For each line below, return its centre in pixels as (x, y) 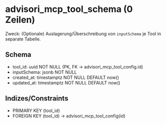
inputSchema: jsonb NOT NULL (44, 72)
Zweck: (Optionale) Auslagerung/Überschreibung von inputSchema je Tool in (83, 33)
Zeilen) (20, 20)
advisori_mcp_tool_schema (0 (69, 9)
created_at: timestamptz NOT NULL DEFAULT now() (65, 77)
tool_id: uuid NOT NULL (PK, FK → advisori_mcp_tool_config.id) (78, 66)
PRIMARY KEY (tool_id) (36, 110)
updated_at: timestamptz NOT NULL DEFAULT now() (66, 82)
